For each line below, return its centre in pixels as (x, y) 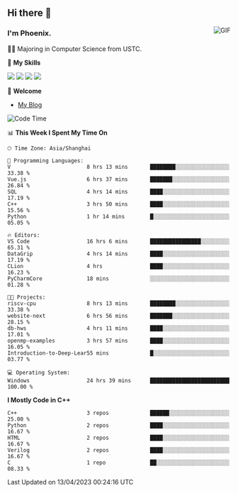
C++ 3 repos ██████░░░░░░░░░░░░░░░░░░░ (119, 413)
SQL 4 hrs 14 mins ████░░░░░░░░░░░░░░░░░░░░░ (119, 192)
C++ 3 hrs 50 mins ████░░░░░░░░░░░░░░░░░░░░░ (119, 204)
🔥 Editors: (24, 235)
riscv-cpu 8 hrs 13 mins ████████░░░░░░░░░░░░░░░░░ (119, 303)
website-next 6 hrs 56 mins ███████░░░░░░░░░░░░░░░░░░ (119, 316)
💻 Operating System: (39, 372)
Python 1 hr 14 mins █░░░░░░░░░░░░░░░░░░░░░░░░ (119, 216)
